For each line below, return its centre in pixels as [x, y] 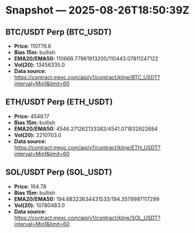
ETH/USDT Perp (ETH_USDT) [59, 102]
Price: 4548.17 [31, 116]
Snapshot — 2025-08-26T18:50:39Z [97, 10]
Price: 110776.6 [33, 46]
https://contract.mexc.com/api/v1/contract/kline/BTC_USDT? [87, 77]
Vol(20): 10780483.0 [39, 205]
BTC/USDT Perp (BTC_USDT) [59, 32]
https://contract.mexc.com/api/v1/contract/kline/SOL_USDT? [87, 218]
